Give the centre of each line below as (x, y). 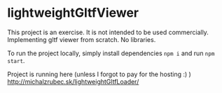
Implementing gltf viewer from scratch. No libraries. (82, 39)
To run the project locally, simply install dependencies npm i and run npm (111, 53)
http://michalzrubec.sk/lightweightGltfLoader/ (73, 81)
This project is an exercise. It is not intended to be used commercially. (108, 32)
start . (16, 60)
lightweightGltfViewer (73, 13)
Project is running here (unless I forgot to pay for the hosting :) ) (99, 74)
